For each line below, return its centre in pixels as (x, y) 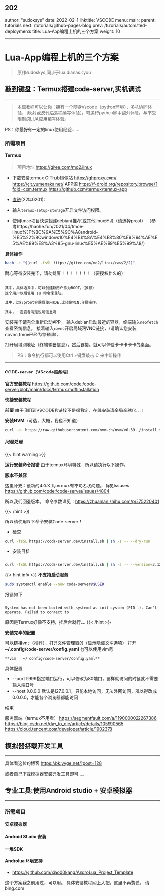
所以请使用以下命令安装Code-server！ (44, 521)
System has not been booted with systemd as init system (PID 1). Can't (81, 608)
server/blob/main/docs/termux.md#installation (52, 389)
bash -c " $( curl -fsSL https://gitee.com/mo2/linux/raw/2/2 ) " (70, 263)
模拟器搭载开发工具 (34, 746)
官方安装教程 (18, 384)
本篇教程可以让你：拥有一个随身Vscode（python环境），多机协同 (82, 107)
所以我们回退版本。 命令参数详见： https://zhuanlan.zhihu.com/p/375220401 (82, 501)
